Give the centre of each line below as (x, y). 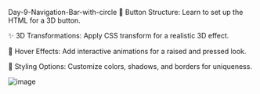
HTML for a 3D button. (44, 20)
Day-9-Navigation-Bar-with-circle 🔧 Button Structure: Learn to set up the (126, 12)
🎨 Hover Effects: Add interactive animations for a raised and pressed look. (127, 51)
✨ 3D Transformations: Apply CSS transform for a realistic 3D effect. (119, 36)
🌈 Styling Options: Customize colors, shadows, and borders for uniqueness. (130, 66)
